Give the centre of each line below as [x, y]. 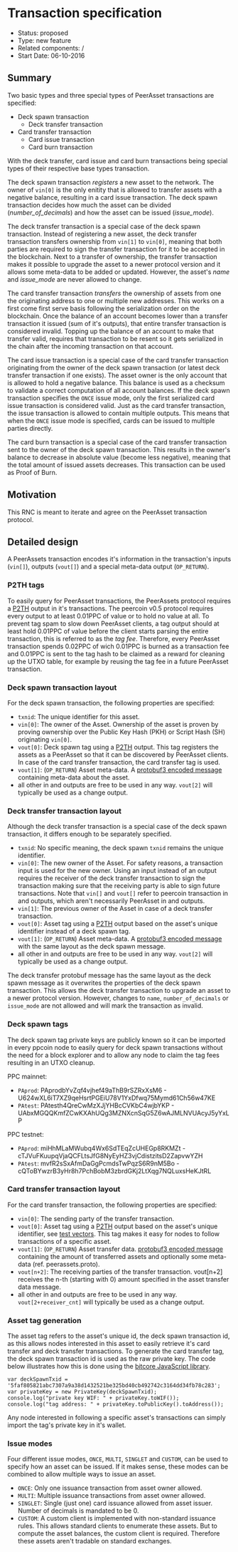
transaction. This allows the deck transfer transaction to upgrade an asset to [119, 991]
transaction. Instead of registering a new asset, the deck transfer [102, 234]
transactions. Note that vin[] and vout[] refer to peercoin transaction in [123, 894]
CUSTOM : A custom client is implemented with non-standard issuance [117, 1518]
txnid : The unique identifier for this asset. [79, 716]
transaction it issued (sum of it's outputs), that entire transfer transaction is [117, 323]
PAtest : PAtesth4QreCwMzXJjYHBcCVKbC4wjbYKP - [96, 1105]
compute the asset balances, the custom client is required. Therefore [119, 1533]
